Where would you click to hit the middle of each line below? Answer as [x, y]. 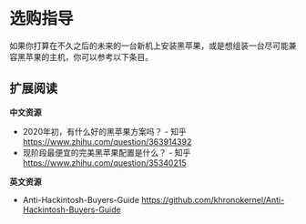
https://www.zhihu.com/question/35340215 [104, 163]
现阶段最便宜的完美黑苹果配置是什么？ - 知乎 [107, 152]
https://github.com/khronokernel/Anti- [213, 199]
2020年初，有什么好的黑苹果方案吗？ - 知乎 [104, 131]
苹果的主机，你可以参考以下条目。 [89, 56]
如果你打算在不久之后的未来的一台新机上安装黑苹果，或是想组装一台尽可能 [149, 46]
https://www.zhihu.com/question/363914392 [107, 141]
